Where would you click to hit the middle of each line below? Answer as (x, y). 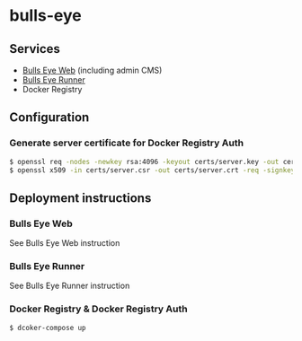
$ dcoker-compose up (48, 328)
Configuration (49, 118)
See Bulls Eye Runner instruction (70, 286)
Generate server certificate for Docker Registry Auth (127, 143)
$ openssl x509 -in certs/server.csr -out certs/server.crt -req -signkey (152, 170)
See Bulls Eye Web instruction (65, 243)
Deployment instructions (80, 198)
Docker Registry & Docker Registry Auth (98, 309)
